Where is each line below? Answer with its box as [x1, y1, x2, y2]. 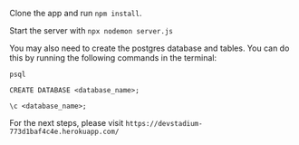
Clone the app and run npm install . [9, 8, 142, 18]
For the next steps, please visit [9, 118, 124, 128]
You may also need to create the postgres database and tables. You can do [9, 43, 290, 53]
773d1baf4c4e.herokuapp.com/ [9, 127, 120, 136]
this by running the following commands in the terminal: [9, 53, 217, 63]
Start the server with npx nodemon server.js [9, 25, 174, 35]
